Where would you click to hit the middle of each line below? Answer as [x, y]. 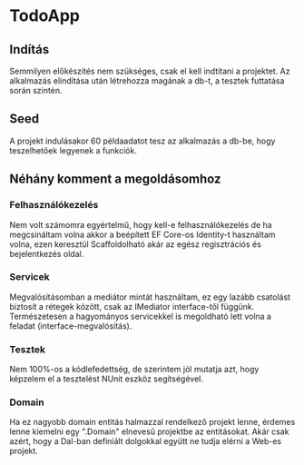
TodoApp [44, 16]
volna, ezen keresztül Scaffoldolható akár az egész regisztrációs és [135, 244]
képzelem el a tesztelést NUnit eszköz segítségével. [107, 379]
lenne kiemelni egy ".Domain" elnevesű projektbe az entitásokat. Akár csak [149, 431]
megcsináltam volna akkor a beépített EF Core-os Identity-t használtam [142, 234]
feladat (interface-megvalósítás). [71, 326]
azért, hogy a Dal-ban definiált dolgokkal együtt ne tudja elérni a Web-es [146, 441]
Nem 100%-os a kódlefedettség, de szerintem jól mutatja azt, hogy [134, 370]
